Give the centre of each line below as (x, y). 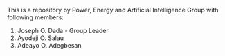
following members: (35, 17)
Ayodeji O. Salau (40, 38)
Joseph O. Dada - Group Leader (63, 31)
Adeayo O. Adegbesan (49, 45)
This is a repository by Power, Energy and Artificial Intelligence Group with (113, 10)
